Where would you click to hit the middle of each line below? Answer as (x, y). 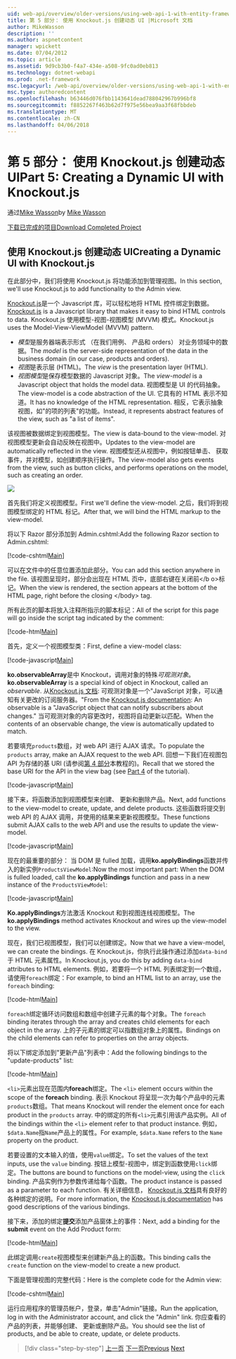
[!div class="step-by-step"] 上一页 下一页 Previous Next (104, 1348)
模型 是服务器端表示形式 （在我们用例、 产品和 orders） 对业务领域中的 (120, 342)
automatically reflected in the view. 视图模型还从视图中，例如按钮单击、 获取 (118, 451)
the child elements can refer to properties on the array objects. (98, 1038)
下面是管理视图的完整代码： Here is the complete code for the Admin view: (114, 1280)
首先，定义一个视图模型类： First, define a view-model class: (94, 646)
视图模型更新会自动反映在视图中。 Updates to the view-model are (101, 442)
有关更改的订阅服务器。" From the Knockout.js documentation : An (107, 700)
